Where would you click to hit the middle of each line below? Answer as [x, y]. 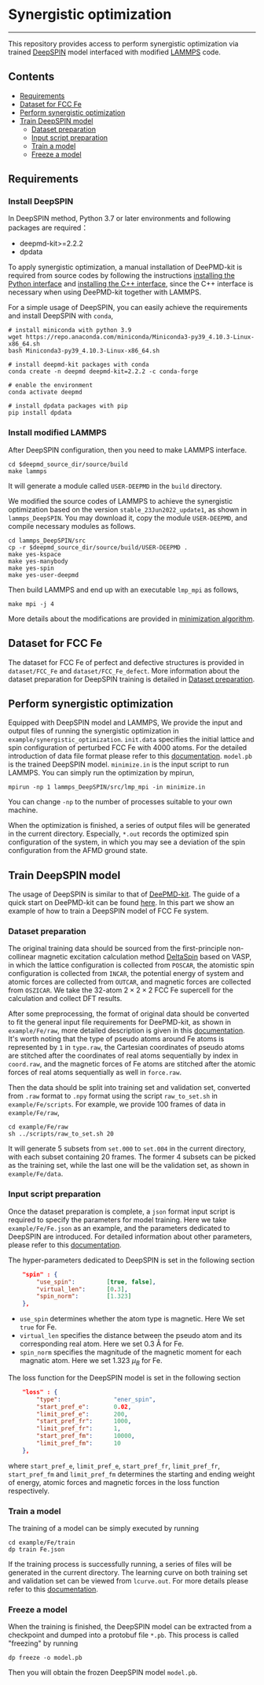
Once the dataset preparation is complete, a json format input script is [122, 1211]
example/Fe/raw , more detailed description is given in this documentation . [126, 1031]
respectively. [29, 1491]
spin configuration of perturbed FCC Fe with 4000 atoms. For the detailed [128, 748]
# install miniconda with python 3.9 [70, 331]
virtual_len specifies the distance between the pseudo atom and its [130, 1336]
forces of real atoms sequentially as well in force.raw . [95, 1073]
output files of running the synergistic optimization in [93, 731]
